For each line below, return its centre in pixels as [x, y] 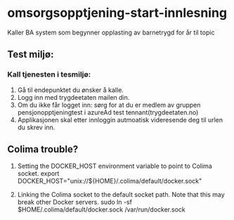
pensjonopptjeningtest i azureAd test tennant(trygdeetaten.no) [108, 112]
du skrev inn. [36, 127]
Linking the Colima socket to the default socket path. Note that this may [121, 195]
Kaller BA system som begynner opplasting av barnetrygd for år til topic [111, 32]
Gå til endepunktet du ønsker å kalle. [71, 90]
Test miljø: [31, 54]
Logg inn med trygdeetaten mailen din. [73, 97]
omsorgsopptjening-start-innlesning [117, 13]
